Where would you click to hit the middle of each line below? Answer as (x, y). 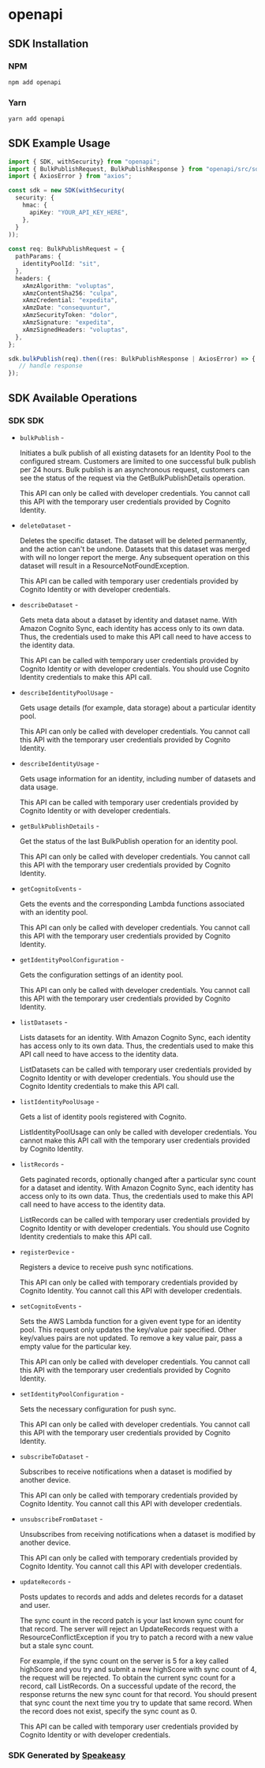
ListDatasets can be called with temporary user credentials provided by (136, 1069)
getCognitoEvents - (50, 888)
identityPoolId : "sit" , (62, 264)
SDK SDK (26, 420)
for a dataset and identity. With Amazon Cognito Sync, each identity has (136, 1188)
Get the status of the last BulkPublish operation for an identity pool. (129, 841)
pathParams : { (38, 257)
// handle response (50, 366)
